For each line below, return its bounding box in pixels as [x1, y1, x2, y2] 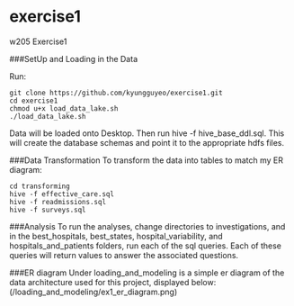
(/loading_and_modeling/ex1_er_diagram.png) [9, 286, 178, 297]
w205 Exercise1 [9, 36, 67, 47]
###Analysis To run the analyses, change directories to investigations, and [9, 220, 286, 231]
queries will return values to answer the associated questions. [9, 249, 239, 260]
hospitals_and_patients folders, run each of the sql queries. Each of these [9, 240, 281, 251]
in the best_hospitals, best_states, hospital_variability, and [9, 230, 223, 241]
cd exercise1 [9, 96, 58, 105]
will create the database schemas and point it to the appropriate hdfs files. [9, 137, 285, 148]
